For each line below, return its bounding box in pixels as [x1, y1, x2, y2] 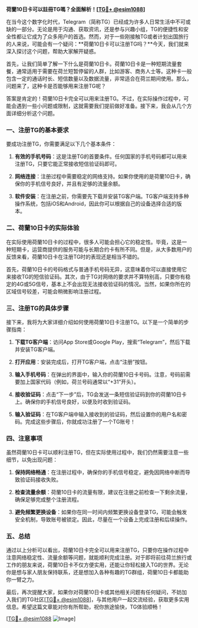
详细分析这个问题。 [11, 110, 58, 117]
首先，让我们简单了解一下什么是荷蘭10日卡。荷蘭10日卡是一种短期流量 [6, 60, 177, 67]
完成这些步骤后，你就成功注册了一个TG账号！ [25, 418, 136, 425]
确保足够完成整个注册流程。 [14, 496, 82, 503]
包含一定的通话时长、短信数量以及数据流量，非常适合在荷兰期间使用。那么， [6, 75, 192, 82]
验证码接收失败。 [19, 476, 62, 483]
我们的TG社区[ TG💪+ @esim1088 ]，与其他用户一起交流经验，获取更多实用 [11, 596, 190, 603]
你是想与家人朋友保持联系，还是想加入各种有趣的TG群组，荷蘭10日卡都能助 [6, 569, 189, 576]
